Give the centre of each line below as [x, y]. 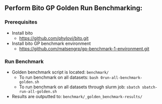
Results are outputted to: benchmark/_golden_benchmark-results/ [77, 96]
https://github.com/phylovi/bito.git [54, 38]
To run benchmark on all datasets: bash [59, 77]
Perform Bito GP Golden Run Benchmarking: [74, 8]
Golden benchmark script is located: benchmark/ [60, 72]
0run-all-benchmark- [121, 78]
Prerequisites [21, 22]
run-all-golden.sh [38, 91]
